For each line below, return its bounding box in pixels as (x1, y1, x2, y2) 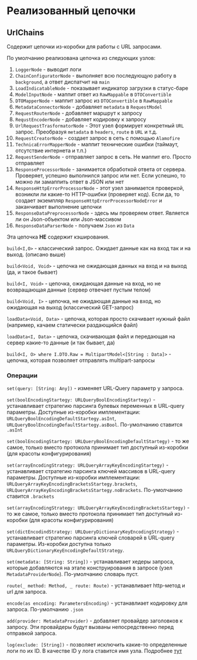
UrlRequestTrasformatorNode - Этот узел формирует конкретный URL (15, 122, 184, 129)
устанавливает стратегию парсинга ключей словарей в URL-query (6, 534, 175, 541)
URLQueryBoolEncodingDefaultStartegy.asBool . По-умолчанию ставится (6, 421, 183, 428)
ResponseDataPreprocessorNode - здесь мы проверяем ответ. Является (15, 210, 189, 216)
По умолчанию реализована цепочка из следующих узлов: (6, 55, 156, 61)
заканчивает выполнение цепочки (15, 203, 102, 210)
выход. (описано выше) (6, 251, 66, 258)
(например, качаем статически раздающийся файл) (6, 321, 138, 329)
